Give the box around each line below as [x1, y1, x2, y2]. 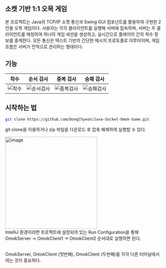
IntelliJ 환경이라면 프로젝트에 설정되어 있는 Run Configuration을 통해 [5, 229, 139, 235]
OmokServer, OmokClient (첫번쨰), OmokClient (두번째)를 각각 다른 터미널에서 [5, 251, 160, 257]
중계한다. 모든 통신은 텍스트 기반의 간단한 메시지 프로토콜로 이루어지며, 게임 [14, 37, 160, 43]
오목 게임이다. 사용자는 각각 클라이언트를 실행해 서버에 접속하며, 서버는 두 [14, 25, 156, 31]
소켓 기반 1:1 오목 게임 [5, 4, 67, 13]
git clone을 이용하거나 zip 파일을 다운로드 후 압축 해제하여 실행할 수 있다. [5, 127, 146, 133]
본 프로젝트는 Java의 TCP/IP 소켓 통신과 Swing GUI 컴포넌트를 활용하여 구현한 [5, 19, 158, 25]
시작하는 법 [5, 104, 37, 112]
